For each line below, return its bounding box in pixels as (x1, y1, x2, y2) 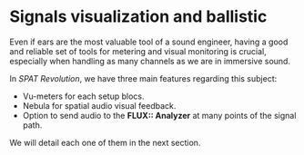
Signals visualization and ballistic (9, 6, 268, 27)
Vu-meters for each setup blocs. (22, 91, 145, 102)
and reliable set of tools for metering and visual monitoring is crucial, (9, 45, 267, 56)
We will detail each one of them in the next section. (9, 137, 201, 148)
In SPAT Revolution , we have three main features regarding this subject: (9, 73, 278, 83)
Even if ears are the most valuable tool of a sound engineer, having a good (9, 36, 289, 47)
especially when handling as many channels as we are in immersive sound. (9, 55, 291, 66)
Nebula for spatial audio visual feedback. (22, 100, 177, 111)
